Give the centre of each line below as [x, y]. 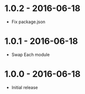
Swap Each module [30, 54]
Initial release [24, 87]
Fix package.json [28, 22]
